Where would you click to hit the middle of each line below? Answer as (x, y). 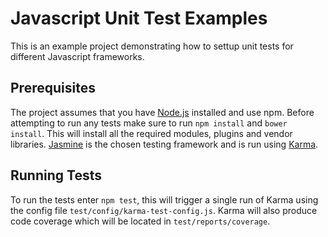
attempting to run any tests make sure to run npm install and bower (149, 123)
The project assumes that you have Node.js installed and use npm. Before (162, 112)
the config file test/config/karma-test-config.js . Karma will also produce (164, 210)
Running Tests (56, 175)
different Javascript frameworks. (77, 56)
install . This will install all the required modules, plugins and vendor (151, 133)
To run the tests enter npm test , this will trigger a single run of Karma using (164, 199)
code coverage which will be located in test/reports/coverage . (140, 221)
